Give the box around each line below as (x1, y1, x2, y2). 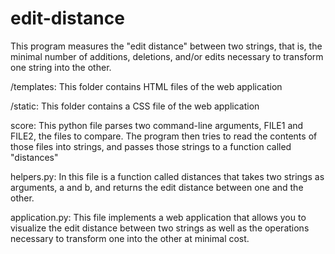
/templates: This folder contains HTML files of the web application (10, 80, 283, 92)
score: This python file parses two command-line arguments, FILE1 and (10, 119, 304, 131)
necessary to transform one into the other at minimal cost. (10, 232, 250, 244)
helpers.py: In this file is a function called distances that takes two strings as (10, 170, 325, 182)
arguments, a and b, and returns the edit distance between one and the (10, 181, 304, 193)
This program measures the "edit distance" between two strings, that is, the (10, 40, 323, 52)
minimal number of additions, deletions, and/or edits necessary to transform (10, 50, 324, 62)
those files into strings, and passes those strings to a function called (10, 140, 292, 152)
